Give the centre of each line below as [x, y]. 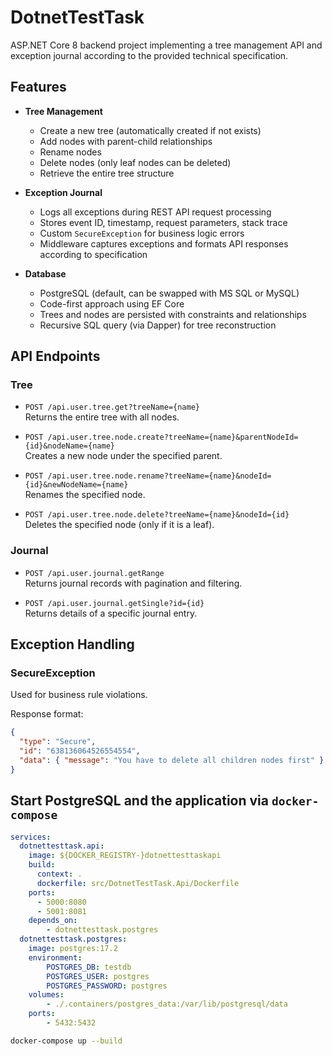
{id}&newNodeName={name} [76, 485]
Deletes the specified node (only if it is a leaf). [119, 525]
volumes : [46, 995]
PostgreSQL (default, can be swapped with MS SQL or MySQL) [169, 293]
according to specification [93, 254]
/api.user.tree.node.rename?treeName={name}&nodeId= [159, 476]
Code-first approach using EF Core [112, 303]
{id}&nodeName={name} [69, 446]
